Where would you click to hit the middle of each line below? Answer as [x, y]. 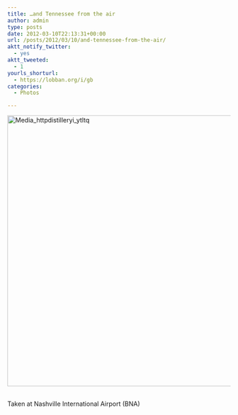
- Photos [27, 93]
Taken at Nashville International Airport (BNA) [74, 404]
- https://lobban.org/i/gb [53, 80]
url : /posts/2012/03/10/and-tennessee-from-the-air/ [87, 40]
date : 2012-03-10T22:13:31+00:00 [57, 34]
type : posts [25, 27]
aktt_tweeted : [28, 60]
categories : [25, 86]
